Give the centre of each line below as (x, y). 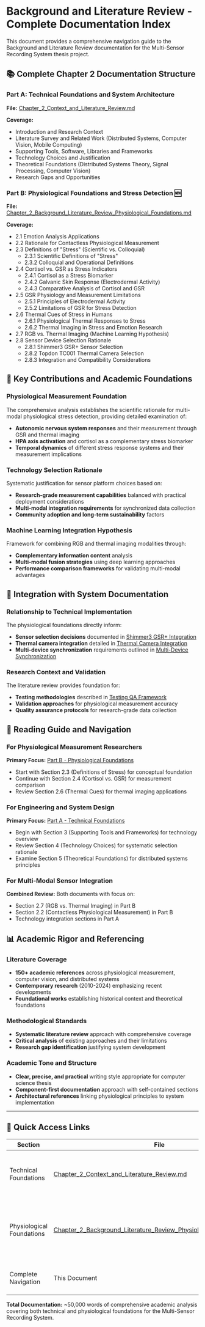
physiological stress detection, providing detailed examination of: (105, 416)
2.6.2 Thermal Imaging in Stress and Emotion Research (93, 327)
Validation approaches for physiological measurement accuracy (96, 704)
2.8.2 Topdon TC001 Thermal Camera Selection (84, 353)
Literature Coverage (37, 959)
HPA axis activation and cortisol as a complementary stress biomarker (104, 441)
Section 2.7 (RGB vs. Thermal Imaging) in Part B (75, 906)
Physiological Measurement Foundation (67, 397)
